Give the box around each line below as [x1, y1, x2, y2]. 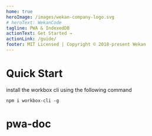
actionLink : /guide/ [6, 36, 57, 42]
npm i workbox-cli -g [6, 98, 60, 104]
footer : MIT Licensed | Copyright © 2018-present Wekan [6, 42, 146, 48]
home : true [6, 8, 33, 15]
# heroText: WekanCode [6, 19, 62, 25]
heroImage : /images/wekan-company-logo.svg [6, 14, 115, 20]
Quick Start [6, 67, 63, 80]
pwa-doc [6, 117, 51, 130]
